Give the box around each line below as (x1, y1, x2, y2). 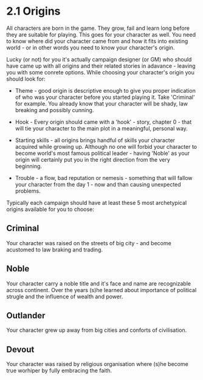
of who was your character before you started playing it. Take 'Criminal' (15, 93, 195, 101)
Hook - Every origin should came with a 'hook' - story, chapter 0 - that (15, 118, 192, 126)
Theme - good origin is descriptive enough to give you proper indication (15, 87, 196, 94)
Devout (6, 344, 35, 354)
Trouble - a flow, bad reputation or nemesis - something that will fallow (15, 174, 193, 181)
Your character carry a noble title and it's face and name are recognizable (6, 279, 191, 287)
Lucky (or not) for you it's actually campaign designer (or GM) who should (6, 56, 192, 63)
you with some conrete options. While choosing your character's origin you (6, 68, 194, 76)
